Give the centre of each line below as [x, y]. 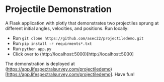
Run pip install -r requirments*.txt [52, 43]
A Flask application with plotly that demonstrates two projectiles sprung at [82, 23]
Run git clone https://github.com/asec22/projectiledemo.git [78, 38]
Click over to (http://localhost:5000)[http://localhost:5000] [73, 54]
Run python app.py [32, 48]
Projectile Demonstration [59, 9]
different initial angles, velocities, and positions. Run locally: [67, 28]
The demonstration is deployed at [40, 63]
